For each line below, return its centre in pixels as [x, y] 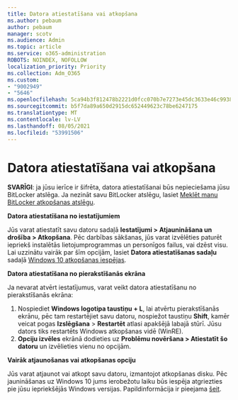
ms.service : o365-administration [57, 54]
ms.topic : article [34, 47]
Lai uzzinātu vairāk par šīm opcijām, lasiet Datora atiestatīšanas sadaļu [112, 252]
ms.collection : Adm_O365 [44, 73]
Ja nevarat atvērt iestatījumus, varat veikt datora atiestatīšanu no [102, 287]
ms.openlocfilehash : [38, 100]
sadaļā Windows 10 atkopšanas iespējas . [67, 260]
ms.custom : [23, 80]
